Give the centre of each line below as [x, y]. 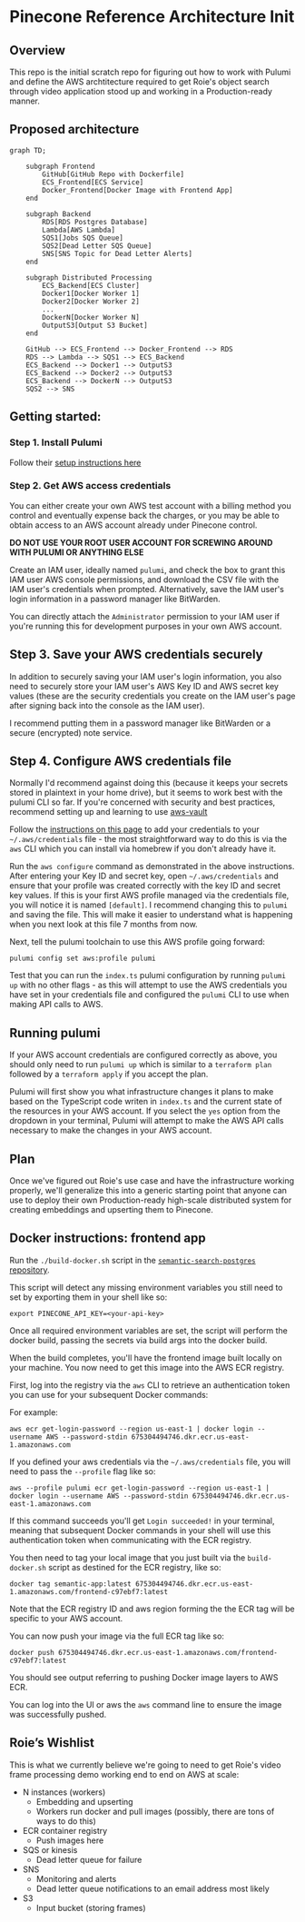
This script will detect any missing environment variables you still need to [146, 1287]
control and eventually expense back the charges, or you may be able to [144, 515]
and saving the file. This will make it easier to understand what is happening [151, 915]
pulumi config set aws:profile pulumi [83, 959]
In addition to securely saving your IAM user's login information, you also [146, 676]
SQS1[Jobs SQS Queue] [83, 238]
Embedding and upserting [84, 1801]
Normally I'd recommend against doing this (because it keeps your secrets [149, 783]
